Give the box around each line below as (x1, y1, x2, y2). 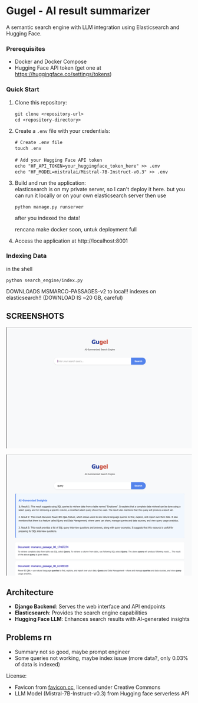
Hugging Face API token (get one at (14, 64, 102, 71)
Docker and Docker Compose (14, 58, 87, 66)
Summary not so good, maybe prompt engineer (14, 648, 130, 655)
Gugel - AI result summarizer (6, 4, 150, 18)
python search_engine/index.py (6, 277, 83, 283)
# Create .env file (14, 139, 63, 145)
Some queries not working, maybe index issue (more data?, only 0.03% (14, 654, 189, 662)
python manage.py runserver (14, 204, 84, 210)
